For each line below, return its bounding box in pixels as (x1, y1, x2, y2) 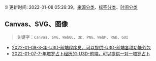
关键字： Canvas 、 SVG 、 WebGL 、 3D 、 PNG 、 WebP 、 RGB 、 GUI (16, 34, 128, 40)
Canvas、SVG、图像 (4, 20, 68, 29)
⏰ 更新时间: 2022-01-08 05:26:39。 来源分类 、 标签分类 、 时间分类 (4, 4, 138, 10)
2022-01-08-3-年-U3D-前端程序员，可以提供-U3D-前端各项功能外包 (11, 44, 151, 50)
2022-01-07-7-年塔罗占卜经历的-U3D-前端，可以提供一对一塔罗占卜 (11, 51, 151, 57)
